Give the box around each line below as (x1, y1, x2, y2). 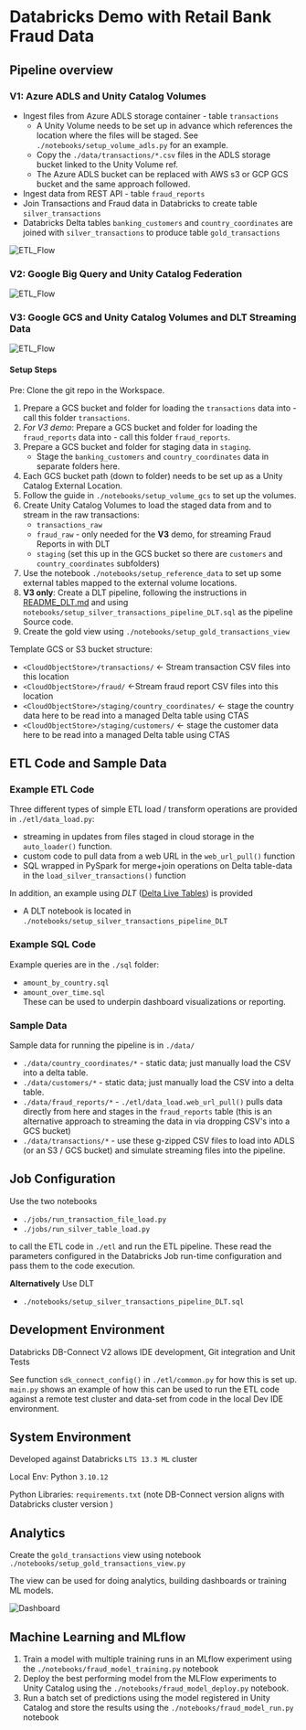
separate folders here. (36, 460, 121, 472)
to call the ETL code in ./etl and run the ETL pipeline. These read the (9, 1241, 272, 1252)
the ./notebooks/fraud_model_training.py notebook (22, 1663, 219, 1674)
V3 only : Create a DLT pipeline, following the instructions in (22, 587, 248, 598)
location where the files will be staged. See (36, 130, 199, 141)
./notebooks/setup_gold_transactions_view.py (9, 1559, 185, 1569)
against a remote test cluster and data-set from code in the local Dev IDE (9, 1393, 284, 1404)
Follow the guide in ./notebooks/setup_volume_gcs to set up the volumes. (22, 489, 297, 500)
